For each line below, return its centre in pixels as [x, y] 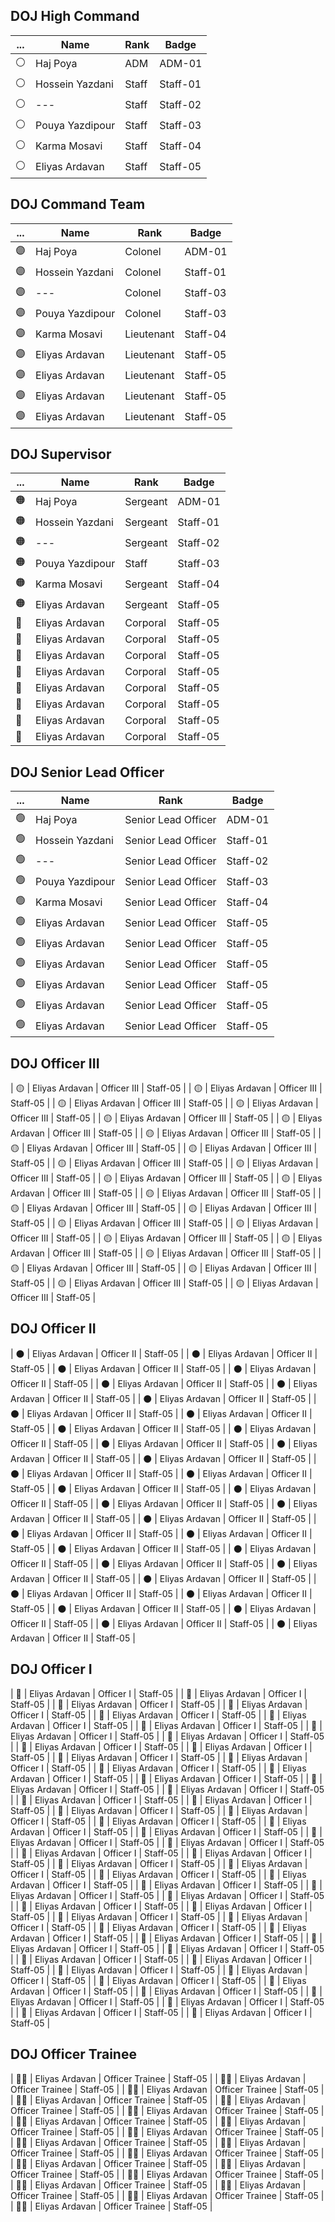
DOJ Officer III [55, 1063]
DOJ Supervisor [61, 454]
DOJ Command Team [78, 204]
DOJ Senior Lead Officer [87, 772]
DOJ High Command [75, 16]
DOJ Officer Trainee [73, 2054]
